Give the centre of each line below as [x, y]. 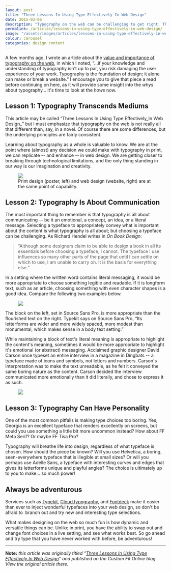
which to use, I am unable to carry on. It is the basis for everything [87, 262]
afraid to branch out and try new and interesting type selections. [73, 512]
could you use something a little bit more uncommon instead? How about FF [85, 431]
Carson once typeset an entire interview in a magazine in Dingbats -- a [80, 355]
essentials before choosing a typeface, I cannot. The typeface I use [89, 251]
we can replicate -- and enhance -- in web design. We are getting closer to [84, 155]
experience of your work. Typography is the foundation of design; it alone [82, 74]
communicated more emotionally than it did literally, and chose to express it [84, 377]
